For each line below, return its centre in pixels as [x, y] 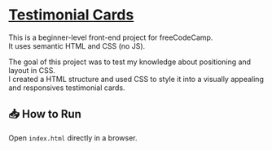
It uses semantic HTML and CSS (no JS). [77, 45]
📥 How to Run [45, 114]
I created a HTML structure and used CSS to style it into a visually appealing [136, 79]
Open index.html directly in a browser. [73, 138]
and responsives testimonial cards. [67, 88]
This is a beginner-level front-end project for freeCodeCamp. [111, 37]
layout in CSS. [32, 70]
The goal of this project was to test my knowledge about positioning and [129, 62]
